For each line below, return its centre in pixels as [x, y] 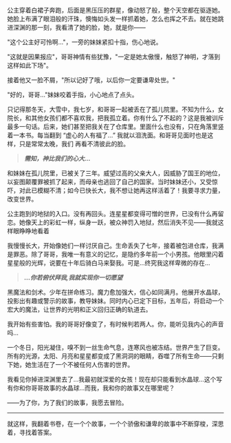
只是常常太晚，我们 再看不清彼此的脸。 [74, 144]
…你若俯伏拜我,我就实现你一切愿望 [73, 277]
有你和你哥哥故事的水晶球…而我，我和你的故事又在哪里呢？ [91, 388]
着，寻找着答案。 [31, 432]
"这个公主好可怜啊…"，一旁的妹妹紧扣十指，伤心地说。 [85, 42]
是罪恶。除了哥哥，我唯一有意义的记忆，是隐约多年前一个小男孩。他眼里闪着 [115, 254]
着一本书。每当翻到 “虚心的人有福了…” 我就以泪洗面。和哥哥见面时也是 [107, 135]
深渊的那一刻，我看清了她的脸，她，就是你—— [79, 27]
